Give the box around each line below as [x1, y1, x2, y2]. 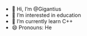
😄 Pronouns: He [11, 24, 52, 31]
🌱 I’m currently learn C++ [11, 18, 73, 24]
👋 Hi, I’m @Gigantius [11, 6, 62, 12]
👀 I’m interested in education [11, 12, 81, 19]
